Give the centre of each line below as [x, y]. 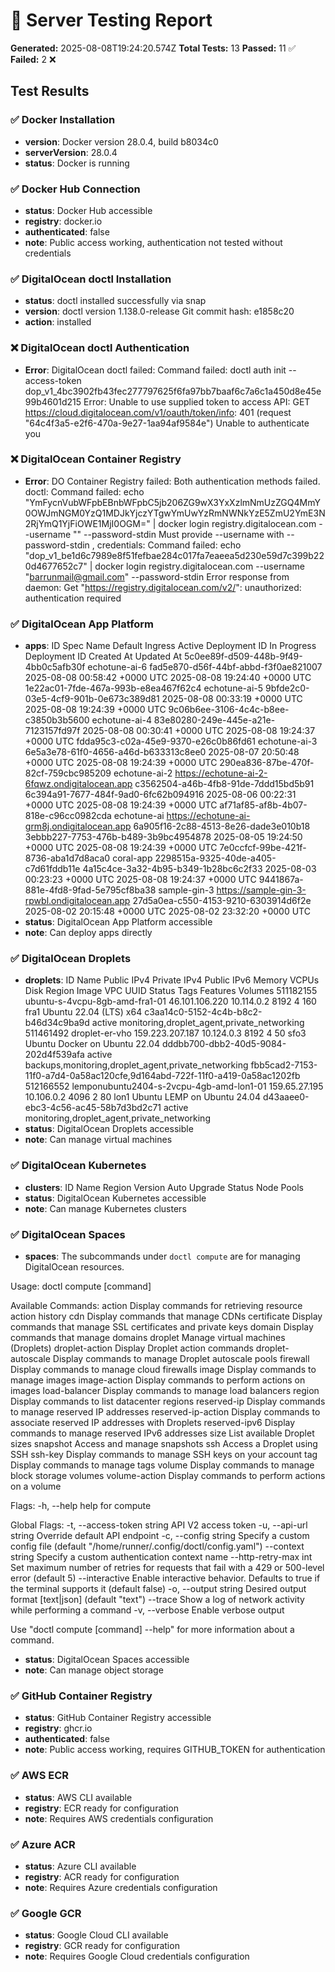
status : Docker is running [77, 163]
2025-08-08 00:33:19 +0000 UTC [232, 699]
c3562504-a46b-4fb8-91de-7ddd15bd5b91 [224, 784]
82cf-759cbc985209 [68, 773]
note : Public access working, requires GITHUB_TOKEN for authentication [175, 1750]
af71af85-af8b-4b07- [263, 805]
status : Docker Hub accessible [88, 210]
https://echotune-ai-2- [221, 773]
